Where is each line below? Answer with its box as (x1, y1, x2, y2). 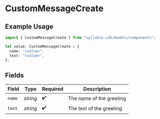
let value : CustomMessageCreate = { (5, 44, 80, 49)
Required (41, 86, 63, 93)
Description (83, 86, 111, 93)
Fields (5, 71, 24, 79)
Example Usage (5, 22, 54, 31)
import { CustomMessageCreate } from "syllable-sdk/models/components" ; (5, 35, 156, 40)
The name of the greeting (68, 95, 126, 101)
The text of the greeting (68, 105, 122, 112)
